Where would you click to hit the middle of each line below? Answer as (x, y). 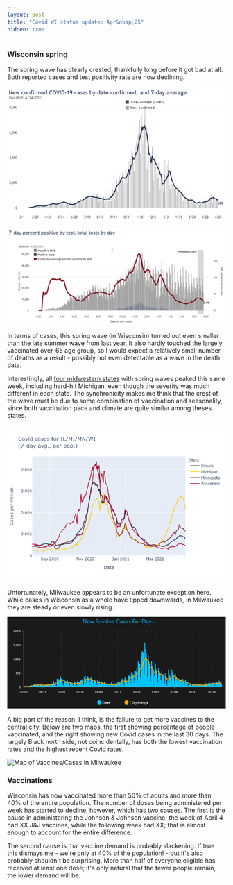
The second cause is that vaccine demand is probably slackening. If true (111, 846)
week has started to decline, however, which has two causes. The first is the (116, 810)
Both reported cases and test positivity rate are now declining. (96, 77)
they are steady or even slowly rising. (61, 607)
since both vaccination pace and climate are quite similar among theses (110, 408)
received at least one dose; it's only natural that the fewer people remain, (112, 868)
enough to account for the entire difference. (70, 832)
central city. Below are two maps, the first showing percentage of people (111, 727)
